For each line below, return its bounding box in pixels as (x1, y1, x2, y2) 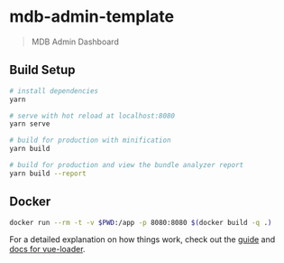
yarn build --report (9, 169, 87, 178)
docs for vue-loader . (9, 244, 86, 255)
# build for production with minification (9, 136, 171, 146)
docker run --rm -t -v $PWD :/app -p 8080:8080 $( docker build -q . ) (9, 218, 272, 227)
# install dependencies (9, 86, 99, 96)
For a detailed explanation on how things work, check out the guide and (9, 234, 276, 245)
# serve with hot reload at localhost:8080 (9, 111, 176, 120)
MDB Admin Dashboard (31, 36, 119, 47)
